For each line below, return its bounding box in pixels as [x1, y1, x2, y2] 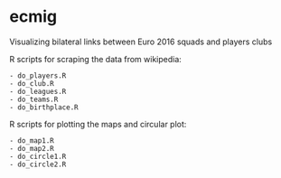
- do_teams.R [9, 95, 59, 104]
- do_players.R [9, 70, 67, 80]
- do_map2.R [9, 144, 54, 153]
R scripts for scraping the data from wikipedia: [9, 53, 183, 64]
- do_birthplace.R [9, 102, 79, 112]
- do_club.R [9, 79, 54, 88]
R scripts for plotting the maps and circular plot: [9, 118, 187, 129]
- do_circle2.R [9, 160, 67, 169]
